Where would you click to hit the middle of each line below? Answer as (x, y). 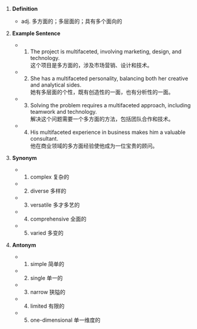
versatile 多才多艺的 (55, 205)
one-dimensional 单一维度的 (65, 320)
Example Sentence (36, 33)
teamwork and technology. (63, 112)
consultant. (44, 138)
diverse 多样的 (48, 191)
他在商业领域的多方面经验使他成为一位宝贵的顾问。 (94, 146)
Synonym (25, 158)
